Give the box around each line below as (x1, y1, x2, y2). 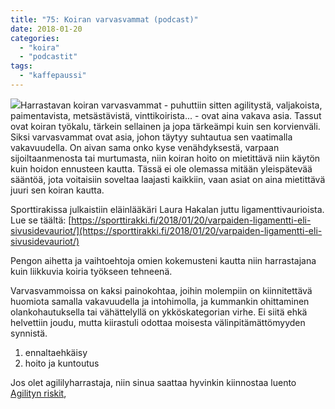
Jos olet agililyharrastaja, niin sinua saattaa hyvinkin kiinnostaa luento (10, 376, 297, 388)
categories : (10, 33, 60, 43)
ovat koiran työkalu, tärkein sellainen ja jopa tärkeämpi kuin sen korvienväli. (10, 120, 321, 132)
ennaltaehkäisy (24, 346, 88, 358)
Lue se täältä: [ (10, 214, 72, 226)
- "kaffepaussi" (19, 71, 87, 81)
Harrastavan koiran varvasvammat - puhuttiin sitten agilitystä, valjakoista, (20, 99, 323, 111)
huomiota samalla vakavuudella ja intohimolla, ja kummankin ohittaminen (10, 295, 310, 307)
